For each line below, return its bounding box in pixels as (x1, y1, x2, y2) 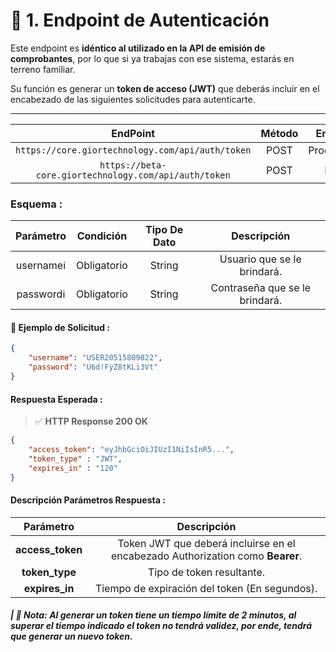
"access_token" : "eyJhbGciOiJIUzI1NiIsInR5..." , (28, 445, 235, 455)
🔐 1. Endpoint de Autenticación (10, 9, 270, 32)
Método (260, 126, 299, 140)
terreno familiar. (10, 63, 76, 75)
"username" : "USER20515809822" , (28, 353, 163, 363)
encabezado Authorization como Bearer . (110, 549, 303, 563)
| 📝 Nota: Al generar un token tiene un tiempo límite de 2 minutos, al (10, 609, 297, 621)
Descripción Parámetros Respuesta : (10, 494, 166, 506)
